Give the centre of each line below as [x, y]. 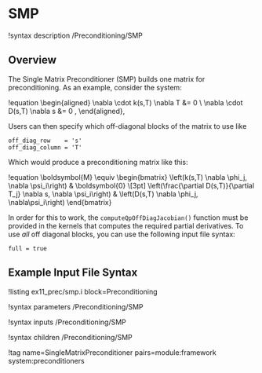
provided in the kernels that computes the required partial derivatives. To [126, 225]
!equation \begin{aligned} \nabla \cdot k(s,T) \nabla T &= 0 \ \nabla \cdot [126, 102]
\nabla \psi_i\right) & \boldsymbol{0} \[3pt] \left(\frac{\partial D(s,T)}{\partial [131, 185]
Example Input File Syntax [73, 273]
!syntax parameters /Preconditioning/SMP [76, 306]
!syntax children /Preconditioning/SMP [70, 337]
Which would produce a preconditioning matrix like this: [98, 162]
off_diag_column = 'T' [45, 147]
